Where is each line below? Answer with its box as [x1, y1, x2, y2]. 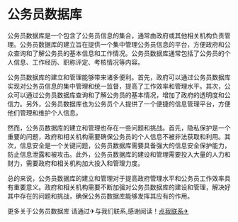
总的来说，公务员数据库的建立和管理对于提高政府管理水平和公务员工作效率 [7, 174, 225, 182]
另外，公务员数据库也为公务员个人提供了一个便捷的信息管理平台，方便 [25, 99, 231, 108]
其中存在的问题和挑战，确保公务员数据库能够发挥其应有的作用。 [7, 192, 193, 200]
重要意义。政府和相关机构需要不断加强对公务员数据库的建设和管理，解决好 [13, 182, 231, 192]
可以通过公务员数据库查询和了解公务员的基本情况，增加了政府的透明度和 [13, 90, 225, 99]
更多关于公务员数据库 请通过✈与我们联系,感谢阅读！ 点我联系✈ [7, 206, 189, 215]
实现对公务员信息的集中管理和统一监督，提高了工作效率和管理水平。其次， [7, 82, 225, 90]
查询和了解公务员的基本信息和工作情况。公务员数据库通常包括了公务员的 [13, 49, 225, 57]
